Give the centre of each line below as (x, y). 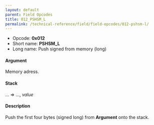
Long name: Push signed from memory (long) (59, 49)
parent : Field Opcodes (29, 15)
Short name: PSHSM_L (36, 44)
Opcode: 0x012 (29, 38)
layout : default (22, 10)
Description (18, 106)
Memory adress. (22, 72)
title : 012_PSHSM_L (26, 19)
